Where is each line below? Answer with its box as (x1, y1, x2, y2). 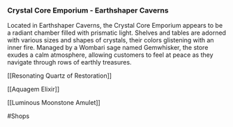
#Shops (7, 112, 30, 120)
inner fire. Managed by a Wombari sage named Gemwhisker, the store (7, 44, 209, 52)
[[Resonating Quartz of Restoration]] (7, 71, 112, 80)
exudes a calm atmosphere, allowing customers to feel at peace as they (7, 51, 214, 59)
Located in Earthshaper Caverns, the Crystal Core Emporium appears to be (7, 22, 223, 30)
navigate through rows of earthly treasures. (7, 58, 132, 67)
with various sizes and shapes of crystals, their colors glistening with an (7, 36, 214, 44)
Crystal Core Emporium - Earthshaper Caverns (7, 6, 169, 15)
